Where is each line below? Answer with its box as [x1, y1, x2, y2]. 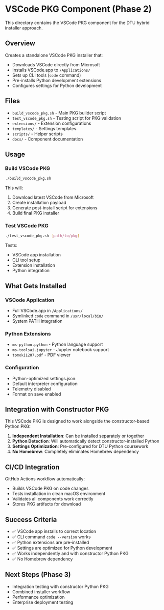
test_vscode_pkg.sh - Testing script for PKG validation [12, 115, 121, 121]
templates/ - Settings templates [12, 125, 77, 131]
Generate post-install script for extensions [12, 205, 98, 211]
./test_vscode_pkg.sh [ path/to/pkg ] [5, 233, 80, 239]
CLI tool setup [12, 257, 41, 263]
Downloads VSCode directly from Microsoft [12, 61, 100, 67]
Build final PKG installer [12, 210, 60, 216]
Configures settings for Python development [12, 83, 102, 88]
